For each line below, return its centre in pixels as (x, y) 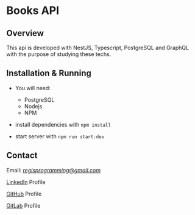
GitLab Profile (23, 205)
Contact (22, 156)
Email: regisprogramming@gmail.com (54, 170)
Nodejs (33, 106)
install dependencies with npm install (63, 124)
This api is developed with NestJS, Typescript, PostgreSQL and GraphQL (98, 48)
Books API (33, 11)
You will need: (33, 88)
